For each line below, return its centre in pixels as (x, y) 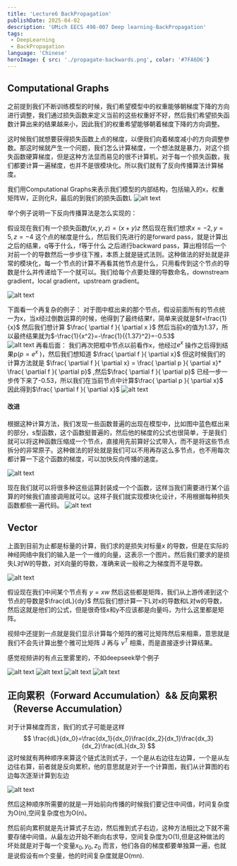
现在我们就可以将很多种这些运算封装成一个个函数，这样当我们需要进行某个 (115, 488)
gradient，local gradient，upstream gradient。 (75, 281)
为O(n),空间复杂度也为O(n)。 (49, 813)
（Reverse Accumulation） (68, 708)
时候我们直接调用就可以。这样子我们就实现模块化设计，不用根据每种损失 (124, 496)
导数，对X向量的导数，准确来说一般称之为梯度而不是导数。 (121, 563)
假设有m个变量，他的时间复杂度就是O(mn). (82, 856)
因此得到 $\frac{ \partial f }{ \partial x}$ (63, 389)
